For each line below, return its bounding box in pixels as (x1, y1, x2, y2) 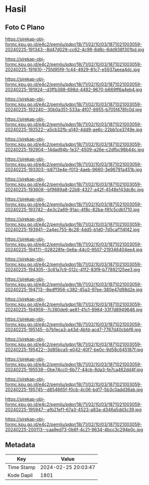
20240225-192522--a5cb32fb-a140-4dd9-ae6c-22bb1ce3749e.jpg (5, 127, 143, 132)
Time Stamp (7, 464, 36, 471)
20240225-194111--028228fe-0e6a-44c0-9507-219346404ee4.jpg (5, 247, 143, 252)
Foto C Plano (5, 23, 45, 32)
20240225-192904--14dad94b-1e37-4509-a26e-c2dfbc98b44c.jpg (5, 147, 144, 152)
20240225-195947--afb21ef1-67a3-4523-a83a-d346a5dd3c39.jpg (5, 407, 142, 412)
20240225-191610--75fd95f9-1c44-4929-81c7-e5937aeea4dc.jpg (5, 66, 140, 72)
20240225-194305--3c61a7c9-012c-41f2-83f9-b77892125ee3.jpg (5, 267, 140, 272)
